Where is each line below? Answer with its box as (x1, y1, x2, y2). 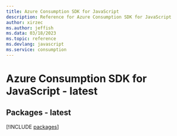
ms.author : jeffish (6, 25, 54, 31)
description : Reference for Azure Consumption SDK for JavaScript (6, 14, 172, 20)
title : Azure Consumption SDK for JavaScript (6, 8, 119, 15)
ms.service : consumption (6, 47, 67, 53)
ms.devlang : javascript (6, 42, 64, 47)
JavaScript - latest (6, 84, 98, 97)
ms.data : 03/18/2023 (6, 30, 57, 36)
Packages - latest (6, 108, 72, 118)
